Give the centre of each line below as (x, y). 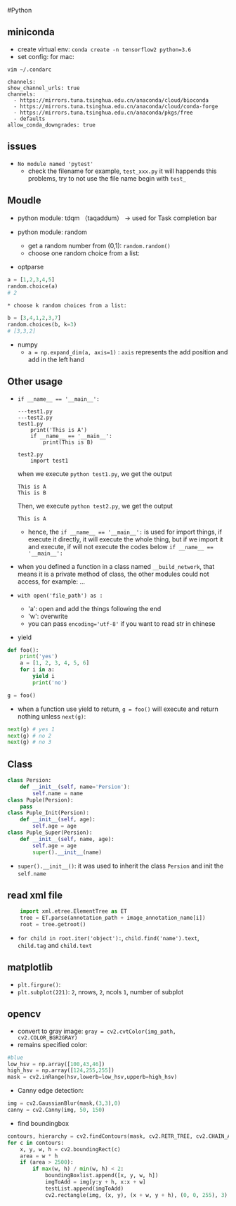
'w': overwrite (48, 616)
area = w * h (39, 1156)
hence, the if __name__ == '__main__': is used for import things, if (125, 532)
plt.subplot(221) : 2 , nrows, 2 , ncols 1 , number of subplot (100, 992)
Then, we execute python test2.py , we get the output (95, 506)
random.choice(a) (33, 287)
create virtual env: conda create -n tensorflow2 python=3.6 (104, 49)
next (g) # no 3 (29, 742)
